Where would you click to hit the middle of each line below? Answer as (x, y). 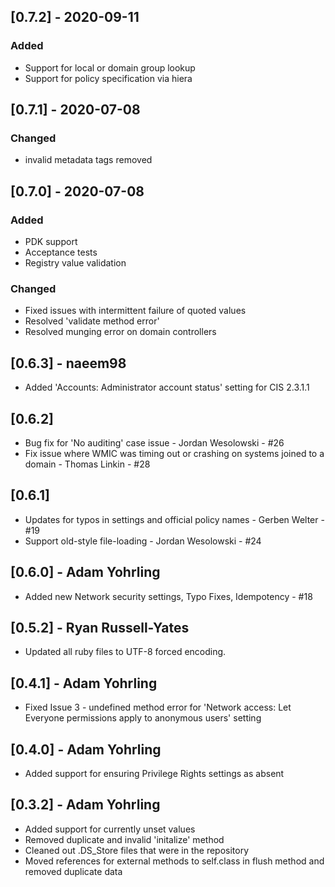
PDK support (51, 242)
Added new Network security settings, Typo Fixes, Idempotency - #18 (168, 596)
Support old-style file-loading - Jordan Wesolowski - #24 (143, 541)
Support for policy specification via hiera (108, 78)
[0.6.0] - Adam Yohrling (85, 572)
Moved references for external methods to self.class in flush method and (174, 861)
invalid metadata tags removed (88, 160)
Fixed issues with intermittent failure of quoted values (135, 311)
